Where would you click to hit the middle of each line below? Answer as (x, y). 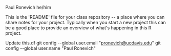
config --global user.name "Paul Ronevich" (51, 48)
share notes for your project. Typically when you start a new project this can (86, 22)
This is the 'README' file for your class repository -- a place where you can (85, 17)
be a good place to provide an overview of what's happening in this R (79, 28)
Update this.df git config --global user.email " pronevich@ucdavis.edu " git (83, 43)
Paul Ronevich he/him (28, 7)
